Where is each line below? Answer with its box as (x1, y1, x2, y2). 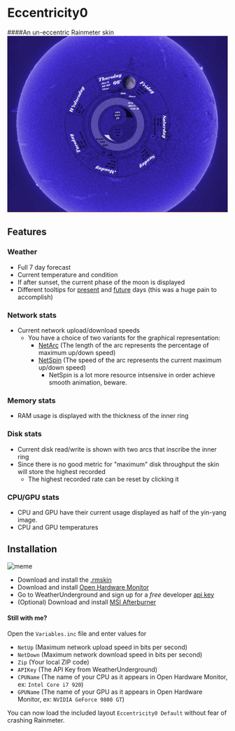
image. (17, 515, 38, 524)
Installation (7, 543, 57, 555)
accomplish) (17, 293, 54, 301)
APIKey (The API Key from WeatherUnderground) (17, 665, 158, 674)
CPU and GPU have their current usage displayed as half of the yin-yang (17, 508, 227, 516)
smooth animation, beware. (48, 378, 127, 387)
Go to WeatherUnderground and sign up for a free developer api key (17, 590, 215, 599)
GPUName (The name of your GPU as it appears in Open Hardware (17, 688, 203, 696)
